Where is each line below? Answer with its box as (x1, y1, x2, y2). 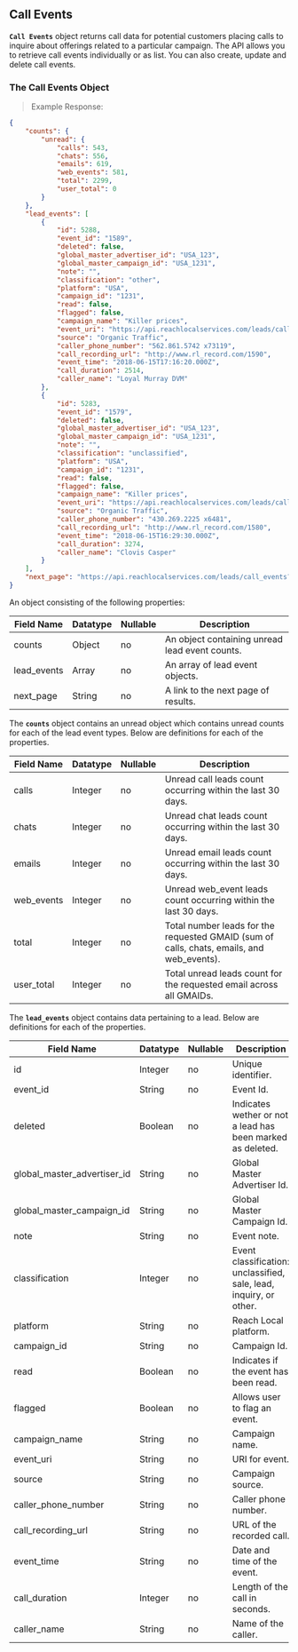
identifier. (231, 1068, 272, 1081)
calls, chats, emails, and (164, 941, 264, 954)
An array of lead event (165, 658, 258, 671)
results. (165, 695, 196, 707)
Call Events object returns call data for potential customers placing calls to (9, 30, 284, 41)
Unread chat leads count (164, 809, 268, 822)
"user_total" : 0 (56, 185, 117, 194)
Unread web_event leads (164, 883, 269, 895)
